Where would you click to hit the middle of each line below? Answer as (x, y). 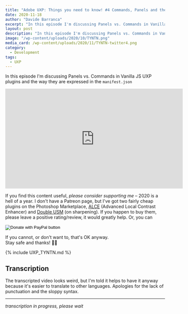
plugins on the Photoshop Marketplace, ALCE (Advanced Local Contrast (81, 206)
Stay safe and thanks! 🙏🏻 (31, 243)
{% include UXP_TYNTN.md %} (38, 253)
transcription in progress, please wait (44, 306)
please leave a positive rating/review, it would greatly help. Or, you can (79, 217)
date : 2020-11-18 (24, 15)
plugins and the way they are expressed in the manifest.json (69, 82)
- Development (25, 52)
